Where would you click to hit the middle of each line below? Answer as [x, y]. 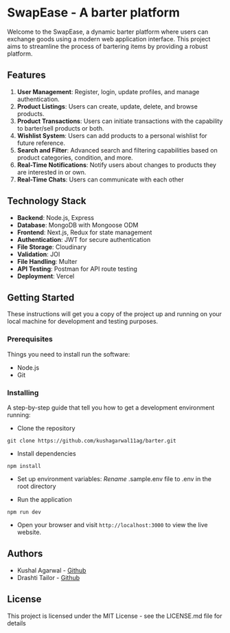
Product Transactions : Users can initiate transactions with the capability [120, 121]
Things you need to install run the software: [69, 354]
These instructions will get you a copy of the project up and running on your [114, 314]
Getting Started [41, 297]
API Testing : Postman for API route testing [77, 269]
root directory [36, 486]
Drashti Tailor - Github [48, 577]
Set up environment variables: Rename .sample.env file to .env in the [114, 478]
